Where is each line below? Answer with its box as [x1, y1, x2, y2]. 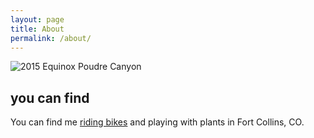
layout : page [10, 14, 65, 25]
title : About [10, 24, 65, 34]
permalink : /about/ [10, 33, 92, 43]
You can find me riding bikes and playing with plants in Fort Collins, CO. [10, 116, 305, 128]
